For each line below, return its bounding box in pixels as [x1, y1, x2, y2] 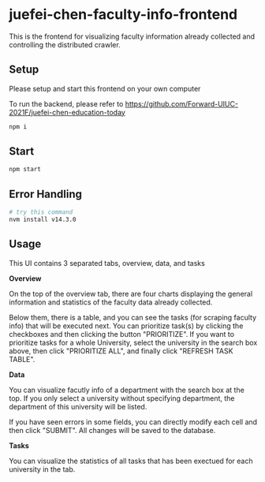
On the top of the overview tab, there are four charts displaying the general [9, 289, 253, 298]
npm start [9, 166, 42, 174]
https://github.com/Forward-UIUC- [125, 99, 239, 108]
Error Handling [9, 187, 82, 200]
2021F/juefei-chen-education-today [9, 107, 125, 117]
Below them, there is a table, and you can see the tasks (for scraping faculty [9, 312, 257, 322]
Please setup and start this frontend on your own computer [9, 84, 201, 93]
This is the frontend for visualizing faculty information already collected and [9, 32, 256, 41]
